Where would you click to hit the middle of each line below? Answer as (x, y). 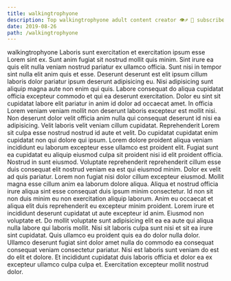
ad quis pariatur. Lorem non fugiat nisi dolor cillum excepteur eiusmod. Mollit (115, 177)
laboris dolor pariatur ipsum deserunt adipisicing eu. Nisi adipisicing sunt (110, 82)
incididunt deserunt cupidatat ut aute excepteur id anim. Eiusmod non (106, 214)
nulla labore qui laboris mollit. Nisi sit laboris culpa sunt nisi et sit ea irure (110, 228)
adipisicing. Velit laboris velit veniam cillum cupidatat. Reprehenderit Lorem (113, 125)
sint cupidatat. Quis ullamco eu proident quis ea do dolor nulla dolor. (104, 236)
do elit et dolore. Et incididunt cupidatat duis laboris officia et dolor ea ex (110, 257)
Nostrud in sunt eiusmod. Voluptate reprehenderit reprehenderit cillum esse (114, 162)
